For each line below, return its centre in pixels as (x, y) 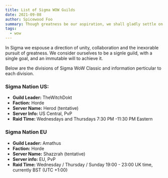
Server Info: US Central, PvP (42, 113)
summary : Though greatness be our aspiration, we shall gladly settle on (84, 24)
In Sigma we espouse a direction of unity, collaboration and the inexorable (82, 48)
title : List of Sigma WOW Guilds (40, 10)
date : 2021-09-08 (23, 15)
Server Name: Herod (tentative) (46, 108)
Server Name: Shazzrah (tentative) (49, 154)
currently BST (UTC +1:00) (40, 170)
